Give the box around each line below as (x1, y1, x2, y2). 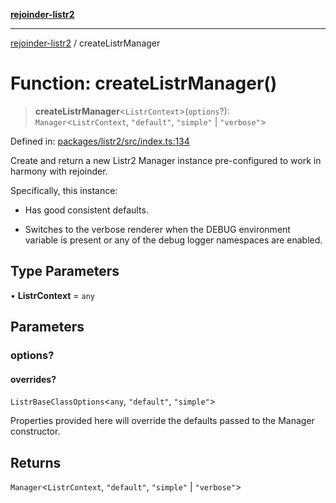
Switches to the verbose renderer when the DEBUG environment (24, 223, 291, 235)
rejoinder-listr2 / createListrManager (10, 37, 161, 49)
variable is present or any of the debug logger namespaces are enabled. (24, 234, 323, 246)
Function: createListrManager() (10, 72, 278, 95)
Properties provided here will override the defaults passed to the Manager (10, 415, 315, 427)
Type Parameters (10, 263, 120, 280)
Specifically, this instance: (10, 184, 118, 196)
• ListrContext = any (10, 289, 95, 301)
